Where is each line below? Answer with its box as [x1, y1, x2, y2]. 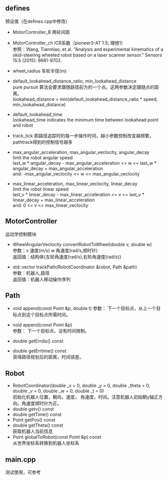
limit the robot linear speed [12, 186, 69, 192]
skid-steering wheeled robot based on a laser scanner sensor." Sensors [12, 52, 162, 58]
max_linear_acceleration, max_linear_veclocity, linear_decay [12, 181, 138, 187]
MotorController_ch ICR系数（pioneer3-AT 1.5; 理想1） [12, 40, 125, 46]
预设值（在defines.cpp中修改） [5, 18, 70, 24]
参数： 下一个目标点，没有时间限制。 [12, 328, 90, 334]
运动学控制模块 [5, 231, 36, 237]
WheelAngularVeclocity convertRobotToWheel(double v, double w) [12, 241, 152, 247]
